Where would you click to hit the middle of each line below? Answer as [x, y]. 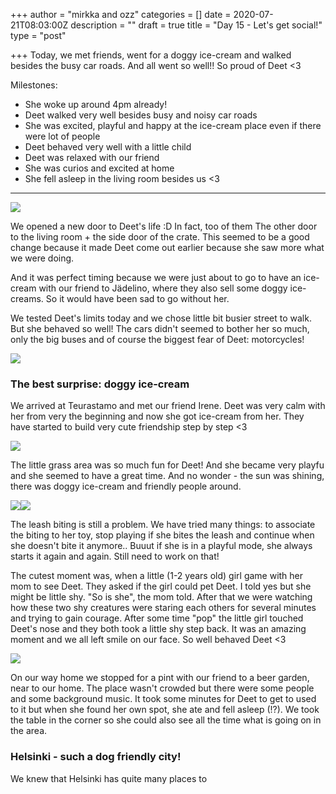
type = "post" [38, 35]
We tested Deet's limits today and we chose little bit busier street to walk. [161, 318]
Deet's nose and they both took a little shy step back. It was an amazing [158, 629]
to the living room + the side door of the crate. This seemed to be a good [160, 237]
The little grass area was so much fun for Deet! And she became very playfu [167, 465]
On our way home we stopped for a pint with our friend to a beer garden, [160, 678]
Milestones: [34, 85]
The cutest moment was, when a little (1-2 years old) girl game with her [157, 576]
